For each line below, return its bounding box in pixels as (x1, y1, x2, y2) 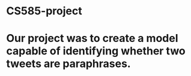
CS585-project (6, 4, 82, 18)
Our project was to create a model (6, 32, 178, 45)
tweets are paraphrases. (6, 57, 131, 71)
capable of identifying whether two (6, 44, 186, 58)
